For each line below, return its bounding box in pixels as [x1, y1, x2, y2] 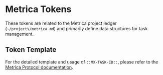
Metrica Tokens [5, 4, 72, 15]
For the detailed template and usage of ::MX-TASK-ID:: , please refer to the [5, 59, 158, 65]
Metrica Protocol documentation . [5, 64, 74, 70]
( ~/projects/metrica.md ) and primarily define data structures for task [5, 25, 148, 31]
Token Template [5, 45, 57, 54]
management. [5, 31, 34, 37]
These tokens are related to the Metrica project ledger [5, 20, 117, 26]
